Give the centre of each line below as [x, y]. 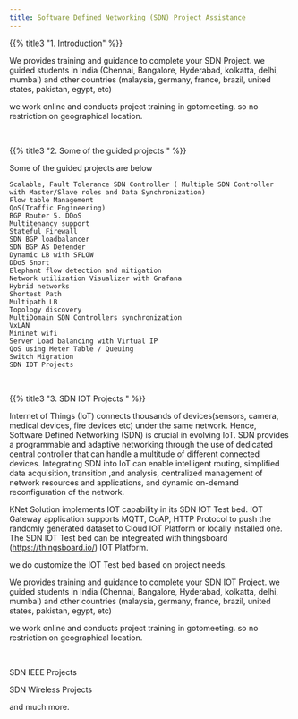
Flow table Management [51, 200]
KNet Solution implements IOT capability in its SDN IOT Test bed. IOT [136, 509]
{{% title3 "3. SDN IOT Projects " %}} [77, 398]
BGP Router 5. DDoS [46, 216]
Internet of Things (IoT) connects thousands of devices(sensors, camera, [144, 415]
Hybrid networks [39, 286]
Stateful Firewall [43, 231]
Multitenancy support [50, 223]
